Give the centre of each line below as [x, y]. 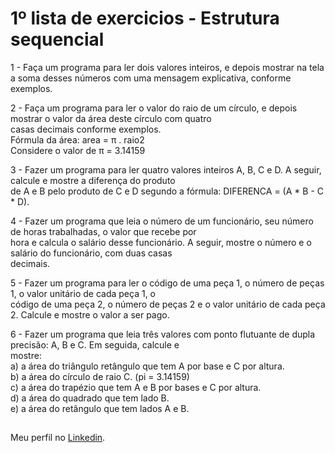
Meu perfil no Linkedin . [58, 438]
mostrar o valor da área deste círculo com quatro [111, 118]
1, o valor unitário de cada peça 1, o [83, 293]
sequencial [57, 39]
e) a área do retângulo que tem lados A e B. [100, 408]
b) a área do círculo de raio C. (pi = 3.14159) [100, 376]
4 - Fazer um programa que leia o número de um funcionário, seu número [162, 221]
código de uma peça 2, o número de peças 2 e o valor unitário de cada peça [168, 304]
